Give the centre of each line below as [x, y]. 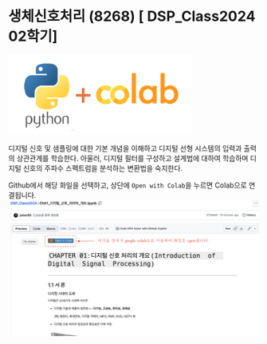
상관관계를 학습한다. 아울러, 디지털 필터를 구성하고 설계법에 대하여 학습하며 [132, 158]
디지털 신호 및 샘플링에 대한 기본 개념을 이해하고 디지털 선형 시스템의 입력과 [125, 148]
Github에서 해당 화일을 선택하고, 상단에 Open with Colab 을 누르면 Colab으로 [128, 185]
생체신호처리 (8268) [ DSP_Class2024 [132, 16]
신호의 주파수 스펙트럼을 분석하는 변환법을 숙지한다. [103, 168]
